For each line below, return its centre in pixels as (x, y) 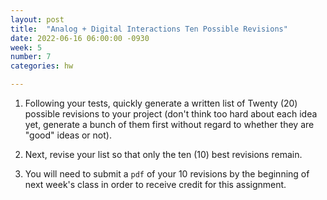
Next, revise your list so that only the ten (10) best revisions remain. (163, 154)
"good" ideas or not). (68, 135)
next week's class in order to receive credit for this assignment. (155, 184)
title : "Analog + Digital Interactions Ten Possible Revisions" (149, 29)
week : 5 (26, 47)
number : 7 (31, 57)
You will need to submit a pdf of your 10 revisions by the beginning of (167, 174)
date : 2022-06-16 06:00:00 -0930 (80, 38)
